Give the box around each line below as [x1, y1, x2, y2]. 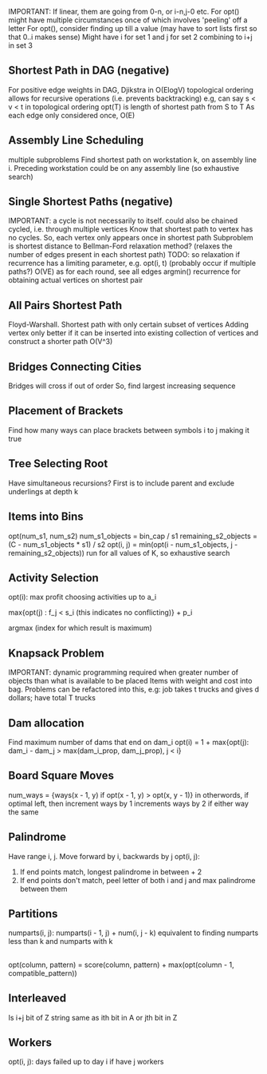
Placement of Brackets [8, 404, 124, 418]
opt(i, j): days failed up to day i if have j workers [8, 1057, 164, 1067]
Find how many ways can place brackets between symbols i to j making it [8, 425, 249, 434]
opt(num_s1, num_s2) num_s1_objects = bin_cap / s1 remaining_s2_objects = [8, 531, 257, 541]
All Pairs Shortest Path [8, 299, 122, 312]
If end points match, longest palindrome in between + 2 [19, 866, 202, 877]
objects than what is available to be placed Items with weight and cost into [8, 676, 253, 686]
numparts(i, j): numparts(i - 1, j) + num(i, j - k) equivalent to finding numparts [8, 928, 259, 937]
